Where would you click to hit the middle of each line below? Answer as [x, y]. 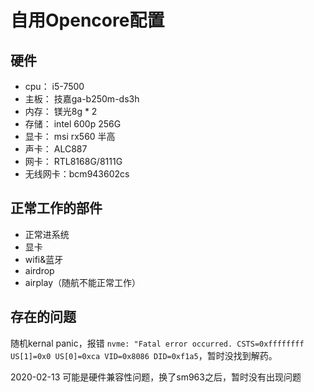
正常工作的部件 [56, 208]
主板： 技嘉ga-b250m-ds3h [82, 99]
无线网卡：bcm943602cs [77, 174]
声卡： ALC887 [56, 149]
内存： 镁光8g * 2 [61, 111]
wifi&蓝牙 [44, 259]
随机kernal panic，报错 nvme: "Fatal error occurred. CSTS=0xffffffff [157, 343]
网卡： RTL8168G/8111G [73, 161]
